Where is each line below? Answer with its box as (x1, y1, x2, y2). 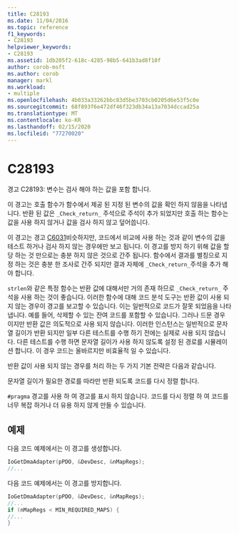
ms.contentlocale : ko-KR (7, 116, 81, 123)
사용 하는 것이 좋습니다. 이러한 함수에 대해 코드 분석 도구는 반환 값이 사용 (20, 293, 223, 302)
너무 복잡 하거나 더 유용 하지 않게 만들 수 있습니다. (7, 401, 146, 410)
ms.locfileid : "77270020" (7, 130, 84, 137)
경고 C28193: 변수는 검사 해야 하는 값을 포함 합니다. (7, 185, 151, 193)
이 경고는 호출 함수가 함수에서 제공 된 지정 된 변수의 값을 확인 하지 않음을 (7, 200, 209, 209)
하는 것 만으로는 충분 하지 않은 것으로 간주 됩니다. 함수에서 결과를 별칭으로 (14, 251, 220, 260)
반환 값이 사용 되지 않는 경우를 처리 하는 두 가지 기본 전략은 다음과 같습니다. (7, 362, 216, 370)
